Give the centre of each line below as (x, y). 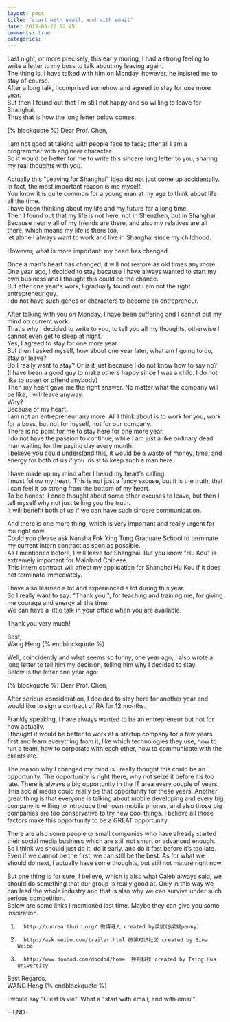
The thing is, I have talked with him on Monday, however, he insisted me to (112, 74)
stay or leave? (27, 358)
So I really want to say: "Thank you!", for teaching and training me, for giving (115, 595)
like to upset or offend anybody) (53, 380)
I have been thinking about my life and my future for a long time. (98, 209)
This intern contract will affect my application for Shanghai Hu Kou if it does (114, 568)
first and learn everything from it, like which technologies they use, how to (112, 741)
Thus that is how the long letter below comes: (72, 117)
